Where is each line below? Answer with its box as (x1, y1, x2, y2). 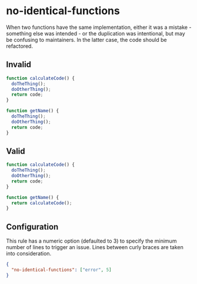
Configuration (6, 221, 59, 231)
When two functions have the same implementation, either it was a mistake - (6, 24, 192, 31)
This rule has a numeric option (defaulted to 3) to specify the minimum (6, 237, 177, 244)
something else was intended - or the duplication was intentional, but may (6, 30, 185, 37)
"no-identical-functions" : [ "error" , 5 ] (11, 267, 112, 273)
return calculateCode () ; (11, 200, 72, 206)
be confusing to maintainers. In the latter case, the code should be (6, 36, 167, 43)
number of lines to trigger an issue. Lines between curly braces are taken (6, 244, 184, 251)
